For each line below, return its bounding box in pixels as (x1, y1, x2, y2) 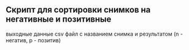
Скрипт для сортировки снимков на (5, 5, 151, 15)
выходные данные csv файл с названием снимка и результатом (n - (5, 30, 184, 37)
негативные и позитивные (5, 14, 112, 25)
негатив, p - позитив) (5, 36, 62, 44)
